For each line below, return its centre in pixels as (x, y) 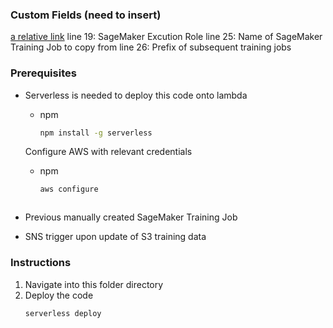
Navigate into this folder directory (94, 284)
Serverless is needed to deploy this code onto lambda (136, 95)
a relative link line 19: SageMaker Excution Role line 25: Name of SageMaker (166, 37)
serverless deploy (63, 313)
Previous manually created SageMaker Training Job (131, 217)
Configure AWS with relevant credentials (108, 152)
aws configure (69, 189)
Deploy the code (59, 295)
